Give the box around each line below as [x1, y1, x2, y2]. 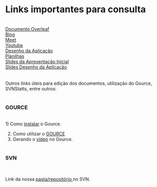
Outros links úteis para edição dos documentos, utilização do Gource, [5, 80, 152, 86]
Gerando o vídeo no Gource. [12, 136, 73, 143]
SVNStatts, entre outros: [5, 85, 57, 91]
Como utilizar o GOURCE [12, 131, 65, 137]
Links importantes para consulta [5, 4, 146, 15]
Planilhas [5, 53, 25, 59]
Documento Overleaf [5, 26, 50, 32]
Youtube [5, 42, 23, 48]
